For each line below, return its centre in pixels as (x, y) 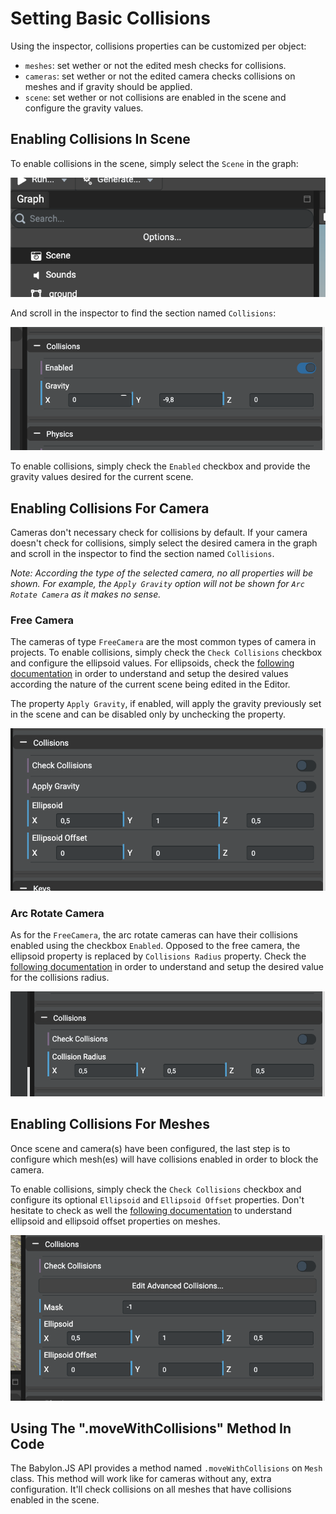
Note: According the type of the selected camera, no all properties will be (162, 573)
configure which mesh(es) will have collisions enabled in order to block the (164, 1159)
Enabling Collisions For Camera (110, 508)
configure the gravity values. (84, 108)
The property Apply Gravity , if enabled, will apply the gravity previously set (166, 704)
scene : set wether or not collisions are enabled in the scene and (155, 97)
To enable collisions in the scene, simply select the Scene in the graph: (154, 163)
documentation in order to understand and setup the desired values (149, 674)
